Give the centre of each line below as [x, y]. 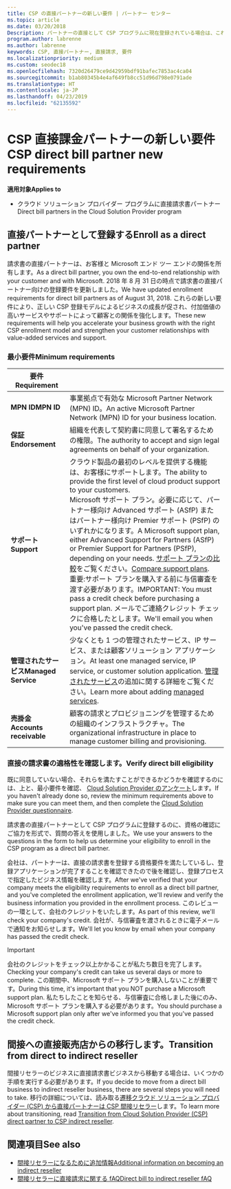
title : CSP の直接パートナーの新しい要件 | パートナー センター [89, 13]
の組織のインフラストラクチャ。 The [128, 723]
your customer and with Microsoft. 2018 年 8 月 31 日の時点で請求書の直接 [112, 280]
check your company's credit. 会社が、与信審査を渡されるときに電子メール [113, 920]
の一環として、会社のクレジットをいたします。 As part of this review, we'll [111, 912]
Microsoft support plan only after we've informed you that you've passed [111, 1014]
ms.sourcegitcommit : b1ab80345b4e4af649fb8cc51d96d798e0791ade [100, 77]
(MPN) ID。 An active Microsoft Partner [132, 409]
